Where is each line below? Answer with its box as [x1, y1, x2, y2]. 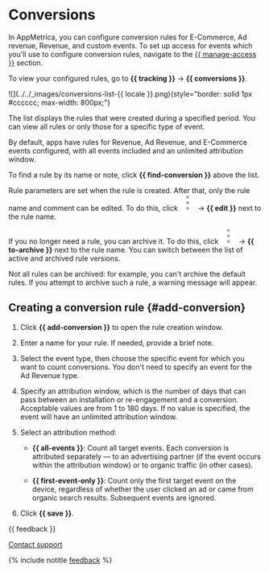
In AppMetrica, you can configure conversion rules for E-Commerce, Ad [8, 32, 247, 42]
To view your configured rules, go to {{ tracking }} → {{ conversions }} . [8, 73, 248, 83]
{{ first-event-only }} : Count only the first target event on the [31, 475, 237, 485]
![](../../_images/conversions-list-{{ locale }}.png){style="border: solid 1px [8, 88, 253, 98]
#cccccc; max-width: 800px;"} [8, 97, 111, 107]
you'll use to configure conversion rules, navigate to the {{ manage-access [8, 49, 257, 59]
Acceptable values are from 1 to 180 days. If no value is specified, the [19, 403, 250, 413]
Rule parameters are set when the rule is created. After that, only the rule [8, 185, 250, 195]
